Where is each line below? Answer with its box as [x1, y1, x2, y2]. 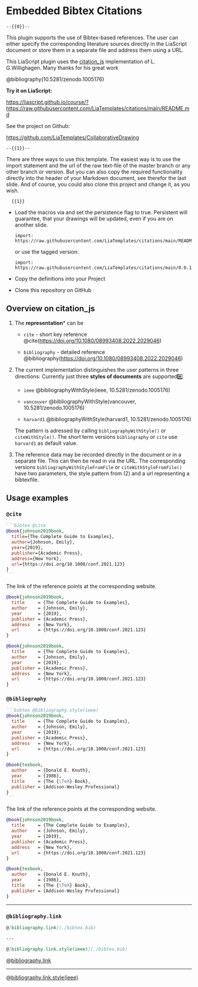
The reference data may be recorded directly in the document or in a [14, 451, 181, 458]
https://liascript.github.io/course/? [6, 99, 89, 106]
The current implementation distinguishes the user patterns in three [14, 366, 179, 373]
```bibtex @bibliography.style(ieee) [6, 707, 99, 713]
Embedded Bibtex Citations [6, 4, 143, 18]
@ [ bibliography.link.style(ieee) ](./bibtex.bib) [6, 946, 128, 952]
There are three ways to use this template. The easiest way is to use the [6, 155, 181, 163]
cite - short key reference [23, 330, 87, 337]
